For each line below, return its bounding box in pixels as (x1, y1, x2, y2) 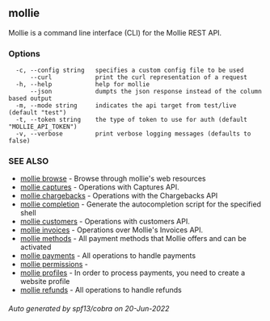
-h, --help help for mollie (15, 81, 150, 89)
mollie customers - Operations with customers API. (19, 217, 190, 227)
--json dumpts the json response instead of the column (29, 88, 263, 96)
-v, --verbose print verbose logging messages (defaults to (15, 130, 251, 138)
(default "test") (8, 109, 67, 117)
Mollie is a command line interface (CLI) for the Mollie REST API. (8, 27, 222, 37)
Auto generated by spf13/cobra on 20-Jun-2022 (8, 304, 170, 313)
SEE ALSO (8, 156, 49, 167)
